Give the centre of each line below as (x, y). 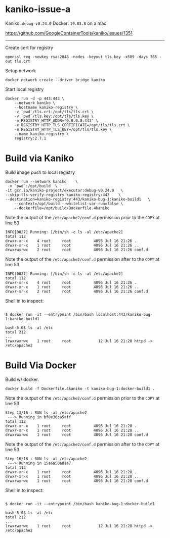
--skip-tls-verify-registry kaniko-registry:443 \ (63, 195)
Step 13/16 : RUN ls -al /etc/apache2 (46, 413)
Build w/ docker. (22, 379)
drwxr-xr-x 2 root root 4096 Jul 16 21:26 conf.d (77, 291)
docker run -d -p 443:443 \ (35, 99)
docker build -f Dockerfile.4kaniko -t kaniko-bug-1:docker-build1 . (80, 388)
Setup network (21, 70)
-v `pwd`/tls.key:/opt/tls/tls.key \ (54, 116)
